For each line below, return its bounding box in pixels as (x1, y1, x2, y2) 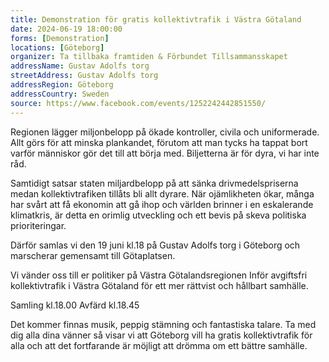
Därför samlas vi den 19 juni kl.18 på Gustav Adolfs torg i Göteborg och (10, 239, 301, 251)
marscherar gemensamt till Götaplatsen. (10, 249, 176, 261)
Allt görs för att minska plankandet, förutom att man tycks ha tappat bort (10, 136, 308, 148)
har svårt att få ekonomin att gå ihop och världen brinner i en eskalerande (10, 198, 314, 210)
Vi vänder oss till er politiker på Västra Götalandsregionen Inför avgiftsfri (10, 269, 308, 281)
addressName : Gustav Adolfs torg (10, 61, 150, 71)
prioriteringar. (10, 219, 67, 231)
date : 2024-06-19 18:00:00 (10, 24, 123, 34)
